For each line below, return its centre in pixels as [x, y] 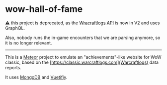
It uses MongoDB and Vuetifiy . [36, 77]
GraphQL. [15, 28]
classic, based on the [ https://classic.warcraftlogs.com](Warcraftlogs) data [82, 62]
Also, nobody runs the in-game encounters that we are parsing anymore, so [83, 38]
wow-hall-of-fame [44, 9]
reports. [13, 67]
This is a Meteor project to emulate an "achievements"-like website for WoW [83, 57]
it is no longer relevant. [29, 42]
